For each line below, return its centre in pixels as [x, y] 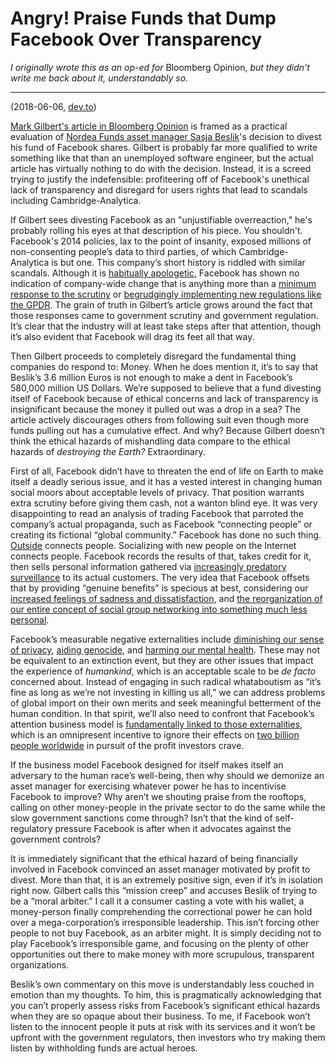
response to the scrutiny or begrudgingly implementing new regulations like [166, 294]
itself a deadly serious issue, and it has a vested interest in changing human [166, 481]
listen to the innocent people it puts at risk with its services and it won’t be [163, 1026]
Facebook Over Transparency [136, 39]
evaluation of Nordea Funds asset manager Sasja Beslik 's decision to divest [166, 136]
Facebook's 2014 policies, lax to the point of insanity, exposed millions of [161, 241]
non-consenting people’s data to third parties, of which [123, 251]
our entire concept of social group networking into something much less [159, 609]
